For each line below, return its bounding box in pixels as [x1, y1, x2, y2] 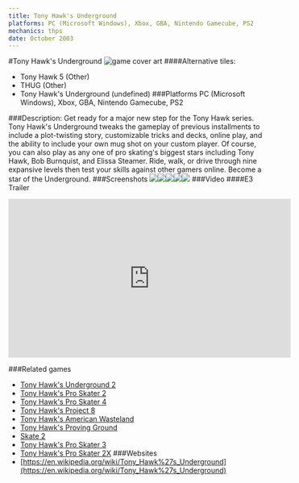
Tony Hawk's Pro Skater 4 [19, 397, 107, 407]
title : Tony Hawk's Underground [8, 11, 117, 20]
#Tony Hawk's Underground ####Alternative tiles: [8, 56, 236, 66]
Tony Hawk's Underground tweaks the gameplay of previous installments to [8, 122, 260, 131]
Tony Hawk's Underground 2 [19, 380, 117, 389]
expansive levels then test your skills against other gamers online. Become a [8, 164, 262, 174]
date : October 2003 [8, 34, 74, 43]
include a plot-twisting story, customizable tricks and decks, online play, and [8, 131, 263, 140]
